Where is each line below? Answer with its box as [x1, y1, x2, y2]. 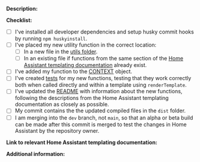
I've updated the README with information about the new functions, [14, 88, 183, 95]
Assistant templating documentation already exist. [23, 62, 147, 69]
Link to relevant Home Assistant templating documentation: [6, 139, 158, 146]
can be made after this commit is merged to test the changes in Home [14, 121, 187, 128]
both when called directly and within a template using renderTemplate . [14, 81, 187, 88]
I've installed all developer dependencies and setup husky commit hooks [14, 28, 194, 35]
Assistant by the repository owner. [14, 127, 100, 134]
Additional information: [6, 150, 66, 157]
